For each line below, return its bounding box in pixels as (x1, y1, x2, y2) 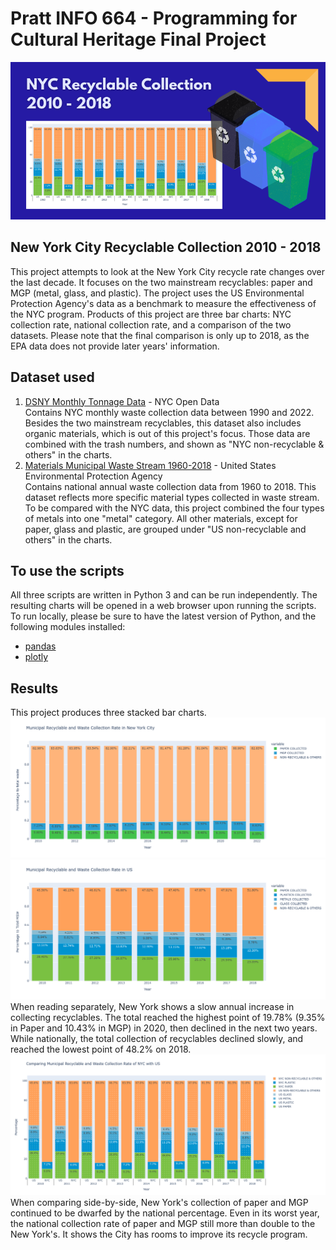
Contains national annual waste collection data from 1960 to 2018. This (24, 480, 317, 492)
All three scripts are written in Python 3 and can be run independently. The (10, 589, 318, 601)
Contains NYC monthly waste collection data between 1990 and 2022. (24, 406, 315, 418)
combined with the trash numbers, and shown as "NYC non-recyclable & (24, 438, 325, 450)
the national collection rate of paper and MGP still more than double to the (10, 1217, 316, 1229)
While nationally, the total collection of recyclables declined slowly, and (10, 1033, 304, 1045)
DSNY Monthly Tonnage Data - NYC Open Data (24, 395, 220, 407)
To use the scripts (10, 562, 125, 579)
